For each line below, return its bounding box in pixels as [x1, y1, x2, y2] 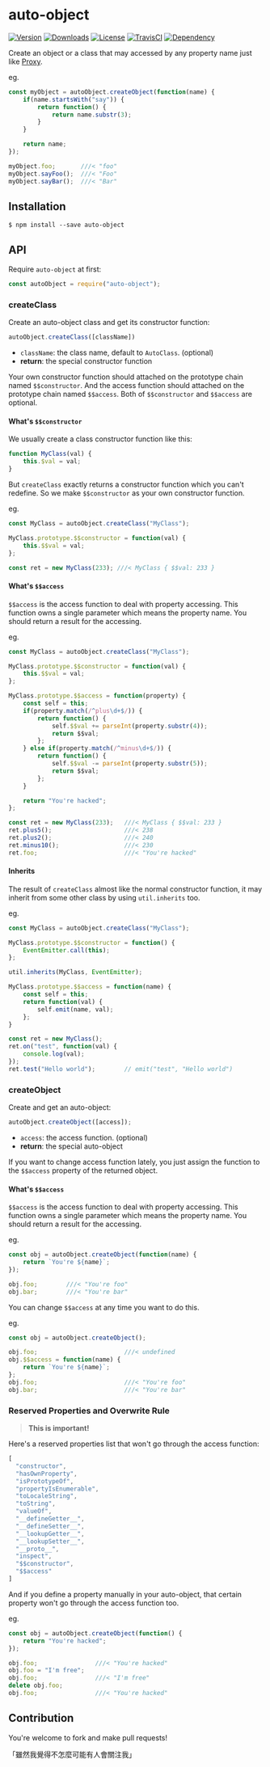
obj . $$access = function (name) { [8, 1356, 121, 1364]
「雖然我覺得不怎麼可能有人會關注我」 [8, 1749, 136, 1759]
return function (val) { [23, 997, 103, 1006]
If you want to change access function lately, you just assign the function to [8, 1158, 260, 1167]
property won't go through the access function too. [8, 1598, 179, 1608]
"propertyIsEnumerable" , [15, 1485, 99, 1493]
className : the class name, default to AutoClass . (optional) [19, 348, 214, 357]
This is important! [27, 1423, 90, 1433]
